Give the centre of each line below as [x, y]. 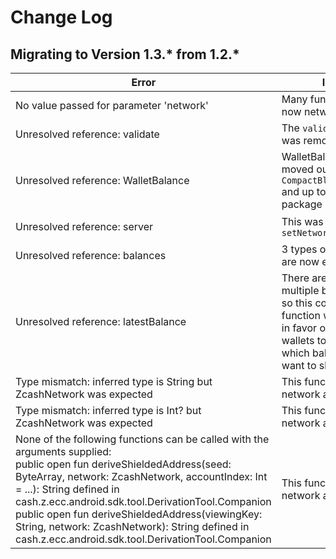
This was [302, 221]
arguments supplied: [63, 451]
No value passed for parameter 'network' [112, 105]
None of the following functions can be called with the [142, 439]
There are [304, 278]
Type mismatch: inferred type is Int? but [108, 410]
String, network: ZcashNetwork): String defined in [132, 526]
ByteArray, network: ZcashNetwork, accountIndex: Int [141, 476]
